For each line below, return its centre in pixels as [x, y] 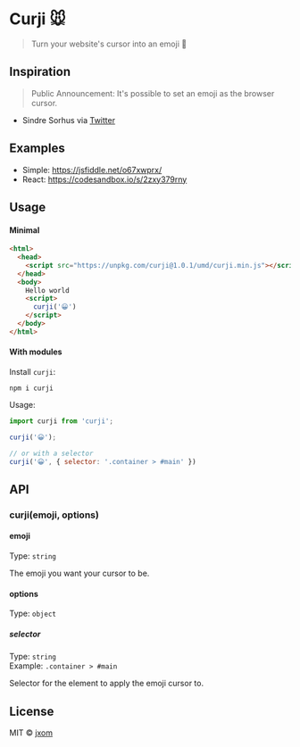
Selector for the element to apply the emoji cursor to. [106, 684]
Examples [37, 149]
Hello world [47, 290]
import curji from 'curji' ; [62, 421]
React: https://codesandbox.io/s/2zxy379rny [104, 179]
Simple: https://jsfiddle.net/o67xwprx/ [92, 170]
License [32, 711]
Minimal [25, 230]
